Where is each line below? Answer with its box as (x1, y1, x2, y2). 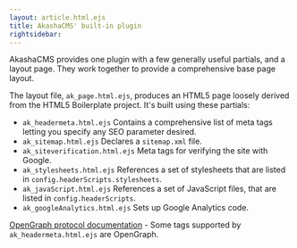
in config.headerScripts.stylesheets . (21, 174, 163, 185)
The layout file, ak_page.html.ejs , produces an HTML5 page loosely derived (9, 90, 290, 101)
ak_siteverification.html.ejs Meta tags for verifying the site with (21, 145, 268, 156)
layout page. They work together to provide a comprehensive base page (9, 63, 276, 74)
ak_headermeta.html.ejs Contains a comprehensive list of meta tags (21, 117, 273, 128)
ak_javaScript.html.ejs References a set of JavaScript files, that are (21, 184, 277, 194)
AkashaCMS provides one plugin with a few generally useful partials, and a (9, 54, 286, 65)
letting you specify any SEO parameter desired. (21, 127, 197, 137)
